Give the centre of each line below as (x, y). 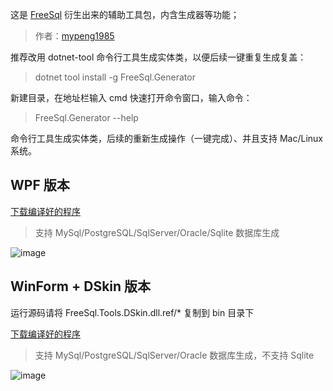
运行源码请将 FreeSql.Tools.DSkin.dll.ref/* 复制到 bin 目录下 (132, 312)
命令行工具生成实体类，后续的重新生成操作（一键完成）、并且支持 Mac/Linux (166, 138)
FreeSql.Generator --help (86, 117)
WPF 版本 (40, 185)
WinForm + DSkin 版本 (81, 286)
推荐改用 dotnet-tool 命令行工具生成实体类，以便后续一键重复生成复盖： (158, 57)
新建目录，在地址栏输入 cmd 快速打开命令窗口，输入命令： (131, 97)
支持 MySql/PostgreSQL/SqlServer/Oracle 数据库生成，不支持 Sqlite (174, 355)
